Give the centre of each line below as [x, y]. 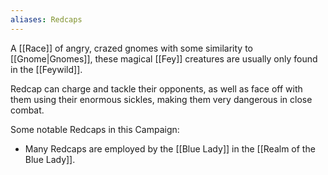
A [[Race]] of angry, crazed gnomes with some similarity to [131, 48]
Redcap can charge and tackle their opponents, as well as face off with [156, 88]
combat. [27, 110]
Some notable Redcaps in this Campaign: [95, 129]
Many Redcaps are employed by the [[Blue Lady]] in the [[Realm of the [170, 148]
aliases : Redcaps [46, 19]
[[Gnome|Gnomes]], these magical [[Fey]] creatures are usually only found [164, 58]
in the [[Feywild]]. [46, 69]
